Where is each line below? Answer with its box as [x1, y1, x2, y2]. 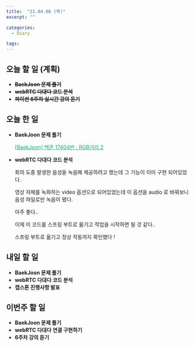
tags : [6, 41, 19, 47]
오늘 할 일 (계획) [6, 64, 61, 74]
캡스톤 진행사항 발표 [14, 284, 61, 291]
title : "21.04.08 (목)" [6, 8, 66, 15]
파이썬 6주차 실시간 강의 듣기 [14, 95, 81, 102]
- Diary [11, 30, 31, 36]
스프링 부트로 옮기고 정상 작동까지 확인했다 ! [14, 233, 116, 240]
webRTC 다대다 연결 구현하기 [14, 327, 82, 334]
